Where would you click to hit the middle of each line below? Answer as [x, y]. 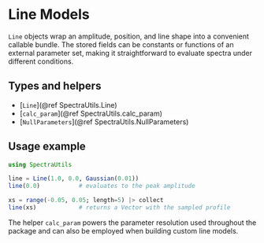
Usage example [47, 147]
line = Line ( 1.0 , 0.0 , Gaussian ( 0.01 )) [74, 179]
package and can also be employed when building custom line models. [123, 230]
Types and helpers [55, 86]
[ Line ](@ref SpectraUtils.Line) [68, 105]
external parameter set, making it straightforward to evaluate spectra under [130, 53]
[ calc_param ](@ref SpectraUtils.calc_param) [91, 113]
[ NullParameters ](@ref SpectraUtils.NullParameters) [104, 121]
